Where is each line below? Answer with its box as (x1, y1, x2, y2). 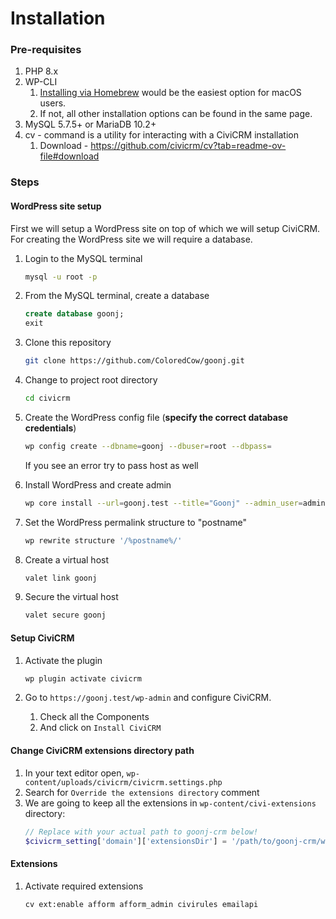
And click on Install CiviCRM (39, 722, 162, 734)
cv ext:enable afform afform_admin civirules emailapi (24, 899, 259, 909)
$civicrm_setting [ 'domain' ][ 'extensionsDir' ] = (24, 836, 228, 846)
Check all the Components (39, 711, 150, 723)
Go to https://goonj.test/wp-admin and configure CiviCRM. (24, 692, 272, 704)
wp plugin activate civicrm (24, 673, 142, 684)
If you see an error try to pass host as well (24, 459, 199, 471)
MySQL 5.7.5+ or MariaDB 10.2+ (24, 118, 157, 131)
